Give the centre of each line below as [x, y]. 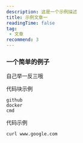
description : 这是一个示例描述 [42, 12]
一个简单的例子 [28, 62]
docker [14, 106]
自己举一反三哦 [25, 76]
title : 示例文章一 [27, 17]
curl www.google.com [32, 134]
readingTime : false [31, 23]
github [14, 100]
